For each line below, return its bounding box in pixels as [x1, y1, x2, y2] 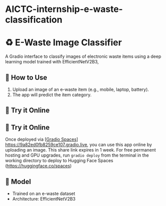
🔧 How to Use [5, 73, 47, 82]
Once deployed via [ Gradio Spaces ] [5, 136, 79, 143]
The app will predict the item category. [12, 91, 92, 98]
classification [5, 14, 63, 25]
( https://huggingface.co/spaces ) [5, 163, 72, 169]
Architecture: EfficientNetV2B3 [12, 196, 76, 202]
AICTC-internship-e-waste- [5, 3, 123, 15]
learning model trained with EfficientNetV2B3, [5, 59, 99, 65]
